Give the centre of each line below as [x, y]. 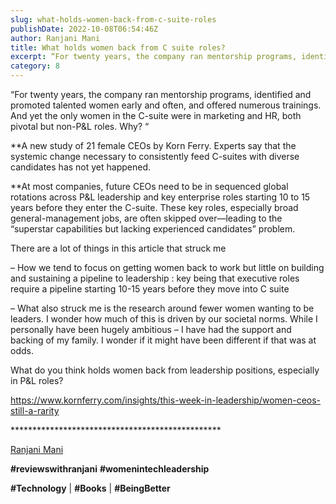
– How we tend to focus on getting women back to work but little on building [167, 267]
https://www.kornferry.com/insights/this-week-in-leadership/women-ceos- [166, 400]
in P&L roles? [37, 380]
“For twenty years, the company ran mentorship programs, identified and [161, 94]
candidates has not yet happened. [81, 167]
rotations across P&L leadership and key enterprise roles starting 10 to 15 [160, 197]
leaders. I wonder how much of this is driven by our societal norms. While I [164, 319]
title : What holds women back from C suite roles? [118, 47]
